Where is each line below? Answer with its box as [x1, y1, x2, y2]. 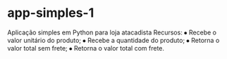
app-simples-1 [7, 5, 94, 21]
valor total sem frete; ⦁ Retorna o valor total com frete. [7, 44, 164, 52]
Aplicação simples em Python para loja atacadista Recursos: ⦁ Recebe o [7, 28, 217, 37]
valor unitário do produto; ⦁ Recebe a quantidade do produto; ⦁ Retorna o [7, 36, 220, 44]
